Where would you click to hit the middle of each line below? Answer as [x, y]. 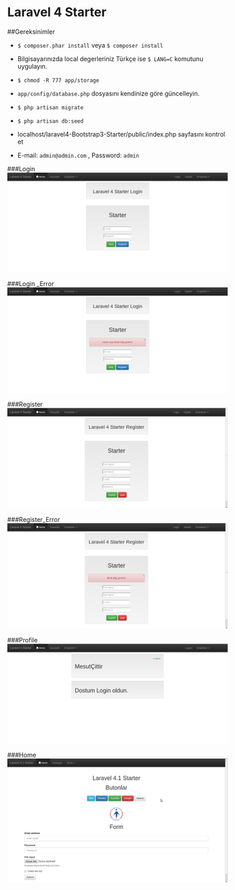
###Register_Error [34, 519]
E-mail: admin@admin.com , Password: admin [78, 155]
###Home [22, 755]
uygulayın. [32, 66]
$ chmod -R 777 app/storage [58, 80]
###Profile [23, 640]
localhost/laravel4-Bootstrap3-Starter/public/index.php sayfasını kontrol [121, 134]
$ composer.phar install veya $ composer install [90, 45]
